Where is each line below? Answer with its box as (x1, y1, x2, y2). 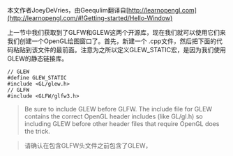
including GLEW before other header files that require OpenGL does (24, 120, 220, 127)
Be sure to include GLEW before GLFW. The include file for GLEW (24, 105, 213, 113)
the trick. (24, 127, 50, 135)
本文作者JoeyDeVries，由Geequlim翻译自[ (7, 6, 129, 14)
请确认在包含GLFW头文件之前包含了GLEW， (24, 141, 152, 150)
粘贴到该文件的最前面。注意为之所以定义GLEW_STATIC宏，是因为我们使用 (13, 46, 227, 54)
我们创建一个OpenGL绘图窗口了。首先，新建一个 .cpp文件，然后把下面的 (7, 37, 217, 45)
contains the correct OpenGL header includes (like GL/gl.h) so (24, 112, 204, 120)
